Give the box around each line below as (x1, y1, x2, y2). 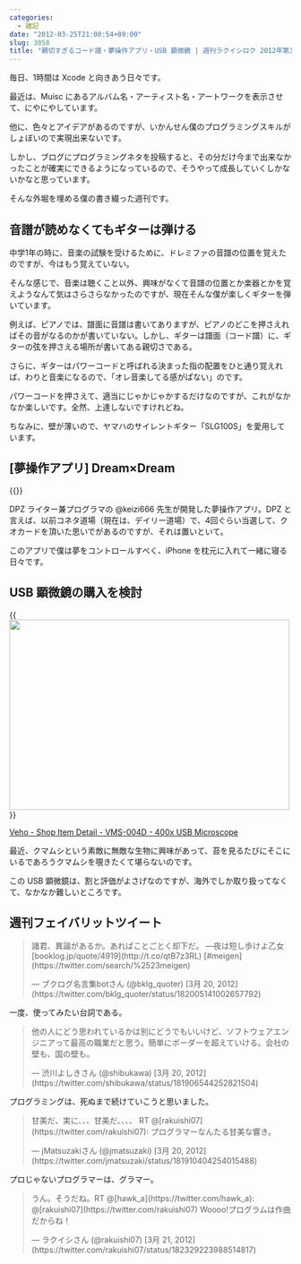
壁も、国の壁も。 (30, 1049, 95, 1060)
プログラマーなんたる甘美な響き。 (150, 1126, 276, 1138)
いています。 (9, 299, 56, 310)
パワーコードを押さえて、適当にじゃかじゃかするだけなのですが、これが (9, 391, 276, 401)
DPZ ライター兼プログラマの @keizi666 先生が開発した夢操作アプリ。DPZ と (9, 503, 292, 514)
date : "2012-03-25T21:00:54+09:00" (9, 30, 142, 39)
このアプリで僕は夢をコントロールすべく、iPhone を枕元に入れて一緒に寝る (9, 545, 288, 555)
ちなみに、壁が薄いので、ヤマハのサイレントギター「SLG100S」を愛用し (9, 420, 278, 431)
